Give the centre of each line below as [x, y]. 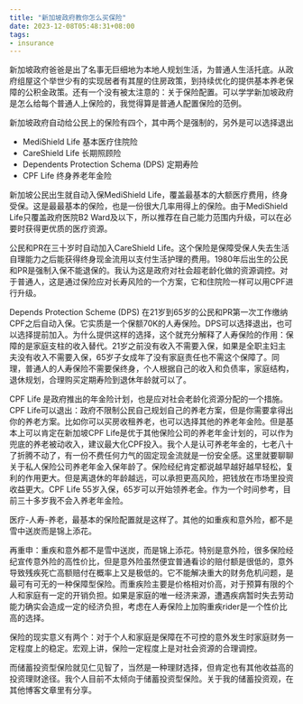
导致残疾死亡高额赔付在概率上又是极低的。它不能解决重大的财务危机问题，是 [151, 573]
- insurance [32, 43]
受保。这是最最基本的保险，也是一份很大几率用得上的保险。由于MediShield [149, 206]
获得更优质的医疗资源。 [69, 229]
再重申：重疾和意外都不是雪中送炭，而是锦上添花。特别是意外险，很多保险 [147, 551]
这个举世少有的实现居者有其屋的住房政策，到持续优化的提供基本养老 [159, 81]
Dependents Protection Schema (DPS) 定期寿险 [110, 164]
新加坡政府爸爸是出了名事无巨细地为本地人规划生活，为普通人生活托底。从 [147, 69]
